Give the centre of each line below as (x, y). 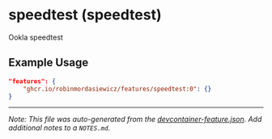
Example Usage (49, 63)
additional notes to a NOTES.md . (59, 128)
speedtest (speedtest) (85, 15)
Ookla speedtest (36, 37)
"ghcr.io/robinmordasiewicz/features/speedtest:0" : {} (117, 89)
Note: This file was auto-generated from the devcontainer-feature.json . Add (135, 120)
